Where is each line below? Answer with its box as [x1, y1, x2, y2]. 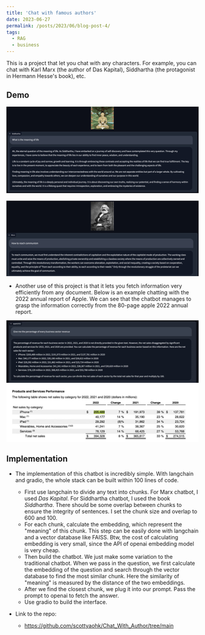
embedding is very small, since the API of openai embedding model [24, 540, 194, 547]
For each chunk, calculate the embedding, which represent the [24, 520, 182, 528]
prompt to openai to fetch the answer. [24, 592, 119, 599]
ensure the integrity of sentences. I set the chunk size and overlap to [24, 508, 198, 515]
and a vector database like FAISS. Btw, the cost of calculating [24, 533, 179, 541]
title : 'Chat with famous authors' [6, 10, 97, 16]
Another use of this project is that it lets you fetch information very [15, 282, 182, 289]
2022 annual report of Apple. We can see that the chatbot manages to [15, 295, 192, 302]
